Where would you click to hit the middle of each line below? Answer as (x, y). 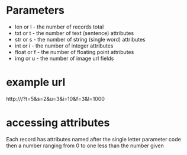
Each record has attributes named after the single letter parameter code (94, 139)
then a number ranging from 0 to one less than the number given (85, 145)
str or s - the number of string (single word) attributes (80, 39)
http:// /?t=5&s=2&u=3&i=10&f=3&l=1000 (56, 99)
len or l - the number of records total (59, 27)
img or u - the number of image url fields (64, 58)
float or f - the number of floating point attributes (74, 52)
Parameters (36, 10)
